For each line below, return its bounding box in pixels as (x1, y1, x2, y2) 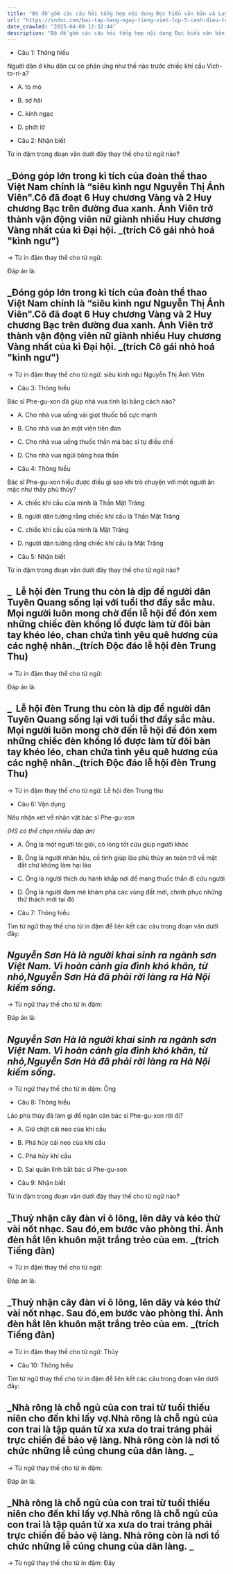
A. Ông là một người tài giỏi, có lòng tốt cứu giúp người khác (17, 840, 189, 848)
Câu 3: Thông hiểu (17, 383, 71, 392)
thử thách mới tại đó (17, 895, 75, 903)
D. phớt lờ (17, 123, 45, 132)
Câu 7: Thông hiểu (17, 908, 71, 917)
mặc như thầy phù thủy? (7, 485, 76, 493)
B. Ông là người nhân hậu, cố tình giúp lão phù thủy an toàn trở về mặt (17, 854, 217, 862)
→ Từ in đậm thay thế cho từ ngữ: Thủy (7, 1347, 119, 1356)
